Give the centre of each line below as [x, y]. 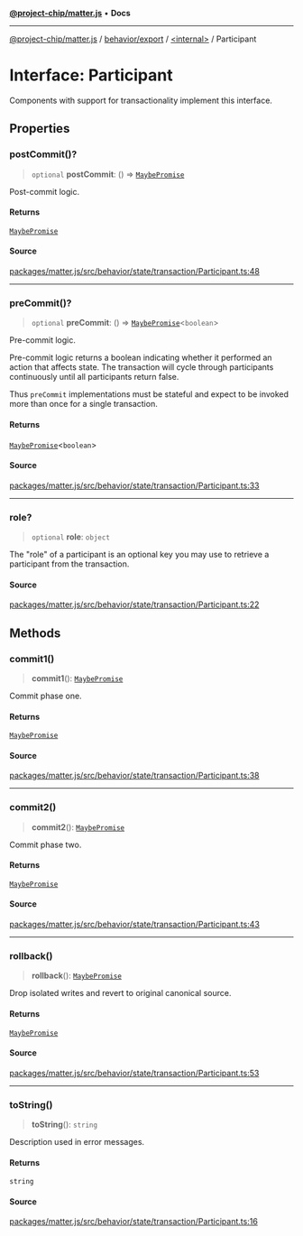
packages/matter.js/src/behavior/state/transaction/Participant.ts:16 [134, 1222]
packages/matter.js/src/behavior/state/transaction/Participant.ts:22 [134, 604]
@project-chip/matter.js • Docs [70, 13]
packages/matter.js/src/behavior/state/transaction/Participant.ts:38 [134, 776]
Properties [40, 129]
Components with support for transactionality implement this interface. [141, 100]
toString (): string [64, 1125]
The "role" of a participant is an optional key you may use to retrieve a [139, 555]
